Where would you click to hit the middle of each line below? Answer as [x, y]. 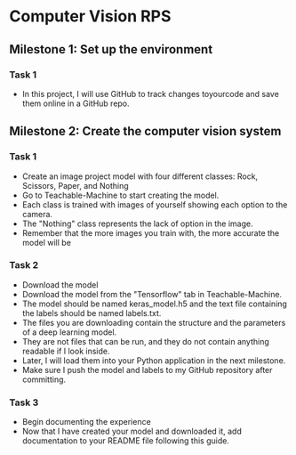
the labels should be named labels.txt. [92, 313]
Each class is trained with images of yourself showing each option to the [155, 204]
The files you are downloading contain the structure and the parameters [154, 322]
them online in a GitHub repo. [76, 103]
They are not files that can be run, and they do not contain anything [145, 341]
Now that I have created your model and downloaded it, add [132, 431]
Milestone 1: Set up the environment [111, 49]
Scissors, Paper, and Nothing [75, 185]
